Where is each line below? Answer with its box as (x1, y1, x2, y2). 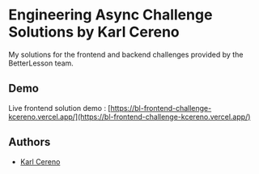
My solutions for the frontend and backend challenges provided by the (8, 49, 244, 59)
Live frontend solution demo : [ (8, 103, 111, 112)
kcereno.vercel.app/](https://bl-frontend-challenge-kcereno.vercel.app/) (8, 112, 251, 121)
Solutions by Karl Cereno (8, 23, 180, 41)
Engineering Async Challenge (8, 6, 213, 24)
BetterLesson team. (8, 58, 74, 68)
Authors (8, 135, 51, 149)
